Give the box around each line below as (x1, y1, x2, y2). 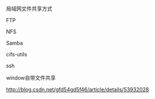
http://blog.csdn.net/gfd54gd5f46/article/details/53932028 (6, 86, 149, 93)
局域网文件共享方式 (6, 5, 53, 12)
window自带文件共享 (6, 74, 56, 81)
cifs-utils (6, 51, 27, 57)
